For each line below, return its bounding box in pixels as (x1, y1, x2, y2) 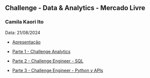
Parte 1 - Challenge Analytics (12, 48, 71, 54)
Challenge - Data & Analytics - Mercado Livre (5, 4, 146, 12)
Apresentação (12, 39, 41, 45)
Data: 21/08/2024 (5, 29, 41, 36)
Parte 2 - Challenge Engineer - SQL (12, 58, 84, 64)
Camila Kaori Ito (5, 19, 44, 25)
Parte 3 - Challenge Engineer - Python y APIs (12, 67, 104, 73)
